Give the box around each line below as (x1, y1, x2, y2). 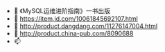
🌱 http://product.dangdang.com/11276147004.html (13, 22, 158, 30)
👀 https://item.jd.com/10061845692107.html (13, 15, 139, 23)
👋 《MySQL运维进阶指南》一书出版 (13, 7, 111, 15)
